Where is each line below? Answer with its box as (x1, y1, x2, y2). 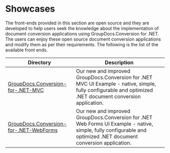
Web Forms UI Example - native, (75, 120, 153, 127)
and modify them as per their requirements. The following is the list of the (5, 41, 158, 47)
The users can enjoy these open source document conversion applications (5, 36, 161, 42)
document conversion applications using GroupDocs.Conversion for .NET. (5, 30, 159, 37)
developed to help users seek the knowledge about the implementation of (5, 25, 159, 31)
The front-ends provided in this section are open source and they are (5, 20, 149, 26)
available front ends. (5, 47, 48, 53)
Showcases (5, 3, 56, 15)
